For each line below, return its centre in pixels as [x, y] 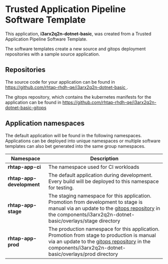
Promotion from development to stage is [95, 202]
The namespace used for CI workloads [94, 167]
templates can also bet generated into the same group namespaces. [75, 146]
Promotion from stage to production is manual [102, 235]
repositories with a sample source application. [52, 54]
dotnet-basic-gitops [26, 107]
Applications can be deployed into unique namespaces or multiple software [83, 141]
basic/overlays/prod [72, 254]
